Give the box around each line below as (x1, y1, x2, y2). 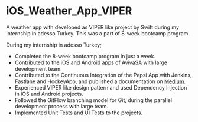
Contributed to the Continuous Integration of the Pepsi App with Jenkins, (14, 71, 192, 78)
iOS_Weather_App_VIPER (6, 4, 132, 18)
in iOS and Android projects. (14, 90, 84, 97)
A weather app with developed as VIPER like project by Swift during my (6, 24, 179, 31)
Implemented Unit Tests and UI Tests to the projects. (14, 109, 143, 116)
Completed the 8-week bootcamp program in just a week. (14, 52, 155, 60)
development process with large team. (14, 103, 108, 110)
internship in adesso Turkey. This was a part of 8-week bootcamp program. (6, 29, 190, 37)
